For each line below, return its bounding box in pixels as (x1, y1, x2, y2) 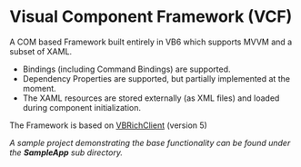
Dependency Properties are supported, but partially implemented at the (22, 73, 291, 83)
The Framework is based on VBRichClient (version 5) (9, 120, 207, 131)
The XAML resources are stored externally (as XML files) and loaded (22, 93, 280, 103)
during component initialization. (22, 102, 142, 113)
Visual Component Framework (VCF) (9, 6, 293, 27)
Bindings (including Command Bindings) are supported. (22, 64, 231, 74)
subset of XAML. (9, 45, 73, 56)
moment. (22, 83, 56, 93)
